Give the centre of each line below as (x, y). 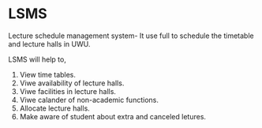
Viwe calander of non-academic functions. (89, 100)
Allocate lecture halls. (55, 108)
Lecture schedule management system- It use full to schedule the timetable (131, 36)
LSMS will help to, (37, 59)
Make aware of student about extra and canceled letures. (113, 116)
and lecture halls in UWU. (49, 43)
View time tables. (48, 74)
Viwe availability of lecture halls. (72, 83)
